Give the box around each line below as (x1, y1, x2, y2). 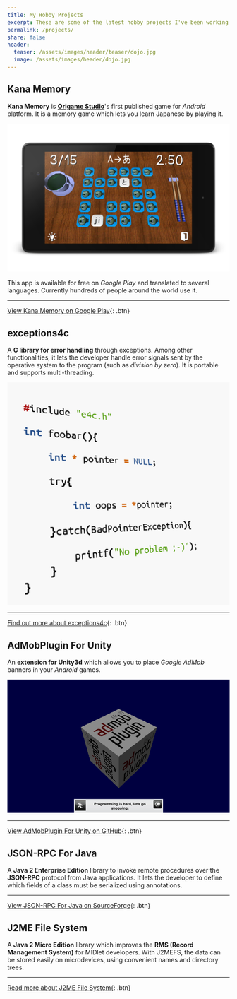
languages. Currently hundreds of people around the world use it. (7, 286, 197, 295)
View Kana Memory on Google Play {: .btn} (7, 307, 130, 315)
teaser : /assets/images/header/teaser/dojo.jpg (13, 49, 157, 56)
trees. (7, 963, 25, 971)
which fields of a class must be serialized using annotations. (7, 881, 183, 889)
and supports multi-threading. (7, 368, 95, 377)
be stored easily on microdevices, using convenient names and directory (7, 956, 219, 964)
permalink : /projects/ (7, 26, 74, 33)
